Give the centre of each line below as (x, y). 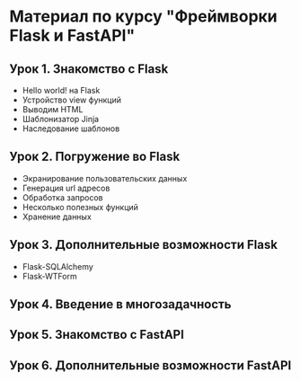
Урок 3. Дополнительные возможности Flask (144, 245)
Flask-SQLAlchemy (58, 266)
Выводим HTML (53, 109)
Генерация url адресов (66, 188)
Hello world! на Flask (61, 90)
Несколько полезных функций (80, 207)
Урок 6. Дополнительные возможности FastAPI (150, 365)
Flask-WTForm (50, 276)
